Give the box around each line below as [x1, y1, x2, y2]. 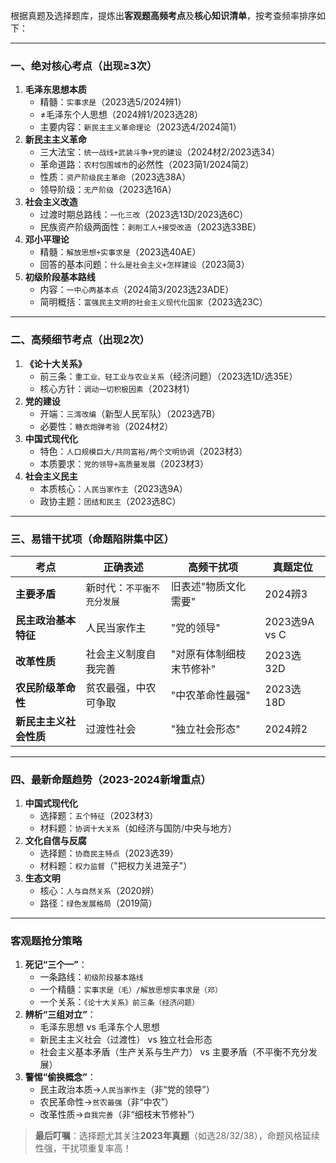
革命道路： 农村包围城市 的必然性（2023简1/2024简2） [39, 159, 255, 171]
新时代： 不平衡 [85, 580, 152, 594]
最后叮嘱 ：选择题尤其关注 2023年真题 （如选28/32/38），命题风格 [34, 1130, 303, 1142]
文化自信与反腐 [24, 835, 87, 847]
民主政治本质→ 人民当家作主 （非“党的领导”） [39, 1084, 215, 1096]
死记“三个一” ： [24, 959, 88, 971]
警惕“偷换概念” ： [24, 1071, 97, 1083]
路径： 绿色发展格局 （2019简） [39, 897, 158, 909]
